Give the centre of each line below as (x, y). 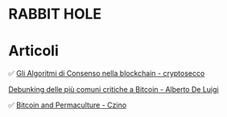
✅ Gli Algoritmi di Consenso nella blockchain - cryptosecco (107, 73)
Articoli (33, 51)
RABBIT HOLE (55, 14)
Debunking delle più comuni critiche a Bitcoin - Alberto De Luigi (113, 90)
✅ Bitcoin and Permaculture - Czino (68, 105)
